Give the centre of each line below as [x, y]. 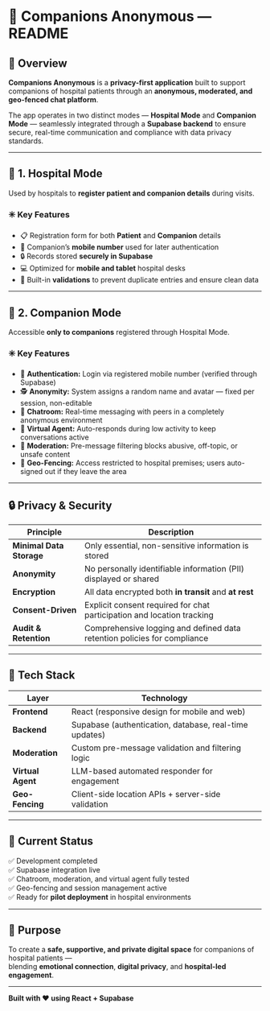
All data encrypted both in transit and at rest [169, 592]
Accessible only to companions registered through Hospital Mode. [119, 332]
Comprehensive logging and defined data [162, 629]
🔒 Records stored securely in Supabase [86, 256]
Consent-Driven [45, 610]
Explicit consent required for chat [147, 605]
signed [31, 472]
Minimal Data [38, 546]
